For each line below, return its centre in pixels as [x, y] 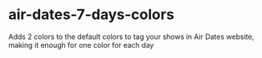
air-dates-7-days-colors [91, 15]
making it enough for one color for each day [81, 44]
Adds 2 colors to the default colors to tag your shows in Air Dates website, [131, 37]
